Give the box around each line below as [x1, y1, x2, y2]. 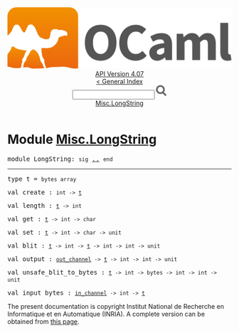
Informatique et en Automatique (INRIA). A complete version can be [7, 310, 205, 319]
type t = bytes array [7, 175, 77, 184]
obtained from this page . [7, 317, 80, 326]
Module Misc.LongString [7, 132, 157, 148]
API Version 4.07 [95, 70, 144, 78]
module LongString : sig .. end [7, 155, 113, 163]
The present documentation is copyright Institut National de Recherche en [7, 302, 224, 311]
